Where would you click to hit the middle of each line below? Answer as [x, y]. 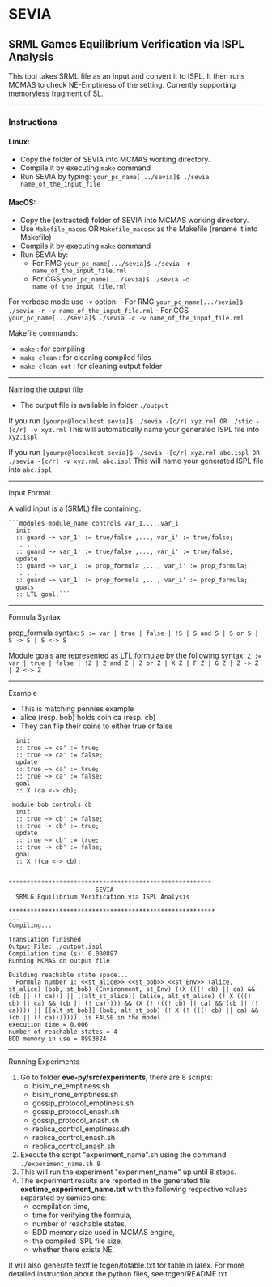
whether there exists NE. [73, 1250]
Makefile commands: [43, 333]
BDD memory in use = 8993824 [57, 1039]
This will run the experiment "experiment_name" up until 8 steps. [128, 1172]
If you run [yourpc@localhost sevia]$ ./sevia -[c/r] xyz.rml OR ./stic [131, 421]
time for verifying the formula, [82, 1215]
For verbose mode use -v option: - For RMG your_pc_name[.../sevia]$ [126, 302]
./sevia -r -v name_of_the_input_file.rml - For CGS [98, 311]
